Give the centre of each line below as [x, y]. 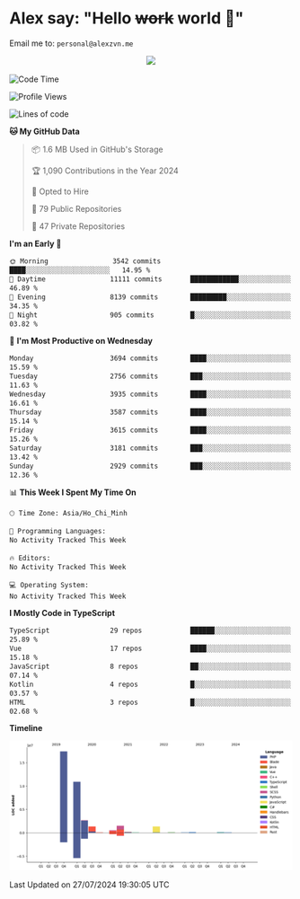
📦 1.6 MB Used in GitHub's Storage [97, 149]
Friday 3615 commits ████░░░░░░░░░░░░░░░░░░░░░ [150, 430]
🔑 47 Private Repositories [78, 226]
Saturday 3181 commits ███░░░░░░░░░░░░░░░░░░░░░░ [150, 448]
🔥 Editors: [30, 558]
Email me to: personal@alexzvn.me [71, 43]
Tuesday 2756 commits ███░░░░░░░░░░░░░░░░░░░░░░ [150, 376]
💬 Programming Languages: [57, 531]
